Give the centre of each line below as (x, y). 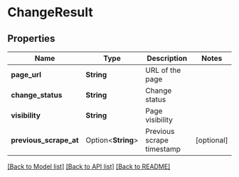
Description (167, 58)
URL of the (163, 70)
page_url (26, 75)
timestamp (163, 149)
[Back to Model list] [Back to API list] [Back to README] (89, 166)
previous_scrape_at (45, 140)
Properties (31, 39)
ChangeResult (51, 12)
